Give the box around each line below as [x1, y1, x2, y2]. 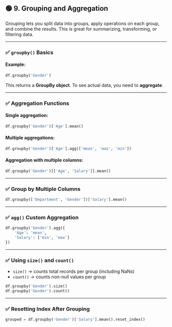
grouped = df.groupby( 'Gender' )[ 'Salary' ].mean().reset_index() [5, 317, 145, 322]
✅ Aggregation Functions [5, 99, 70, 106]
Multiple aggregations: [5, 135, 55, 141]
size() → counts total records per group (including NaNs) [12, 268, 135, 275]
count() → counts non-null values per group [12, 274, 106, 280]
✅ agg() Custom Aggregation [5, 214, 79, 221]
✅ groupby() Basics [5, 49, 54, 56]
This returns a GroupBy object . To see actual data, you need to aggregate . [5, 82, 164, 88]
